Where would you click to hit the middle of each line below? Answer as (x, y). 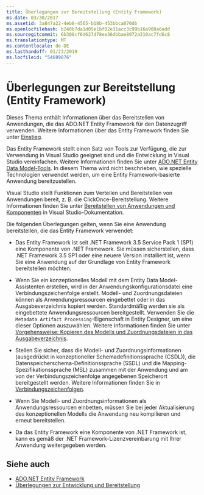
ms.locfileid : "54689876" (39, 57)
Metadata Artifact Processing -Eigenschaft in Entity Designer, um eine (104, 319)
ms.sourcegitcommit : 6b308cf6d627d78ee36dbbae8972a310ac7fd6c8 (88, 35)
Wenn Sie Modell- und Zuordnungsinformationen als (81, 401)
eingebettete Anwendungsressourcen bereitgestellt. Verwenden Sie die (105, 312)
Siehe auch (28, 464)
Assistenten (30, 287)
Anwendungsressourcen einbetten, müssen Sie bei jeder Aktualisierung (105, 407)
